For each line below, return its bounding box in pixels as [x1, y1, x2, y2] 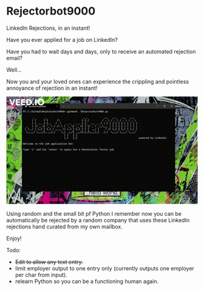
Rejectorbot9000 [6, 4, 96, 18]
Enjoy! [6, 235, 22, 242]
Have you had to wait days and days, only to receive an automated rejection [6, 47, 196, 55]
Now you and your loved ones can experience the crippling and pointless [6, 78, 189, 85]
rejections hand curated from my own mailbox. [6, 223, 123, 230]
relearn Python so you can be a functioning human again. [15, 278, 159, 285]
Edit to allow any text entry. [15, 258, 83, 265]
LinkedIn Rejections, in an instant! [6, 24, 90, 32]
